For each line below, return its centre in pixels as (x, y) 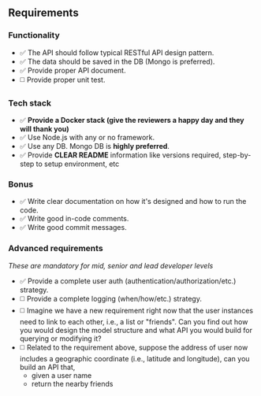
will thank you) (44, 128)
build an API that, (47, 367)
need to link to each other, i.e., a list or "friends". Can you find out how (134, 321)
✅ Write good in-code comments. (74, 219)
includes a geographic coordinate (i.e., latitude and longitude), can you (134, 358)
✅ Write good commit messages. (73, 228)
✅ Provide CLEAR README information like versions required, (120, 155)
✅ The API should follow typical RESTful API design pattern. (117, 52)
